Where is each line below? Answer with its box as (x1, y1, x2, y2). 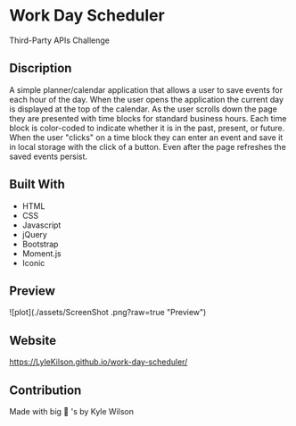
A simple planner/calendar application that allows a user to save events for (9, 84, 284, 95)
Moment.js (21, 247, 62, 259)
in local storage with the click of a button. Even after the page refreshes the (9, 141, 287, 152)
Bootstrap (21, 238, 59, 249)
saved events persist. (9, 151, 87, 162)
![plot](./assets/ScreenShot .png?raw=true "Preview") (9, 307, 207, 318)
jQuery (21, 229, 47, 239)
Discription (9, 61, 72, 76)
